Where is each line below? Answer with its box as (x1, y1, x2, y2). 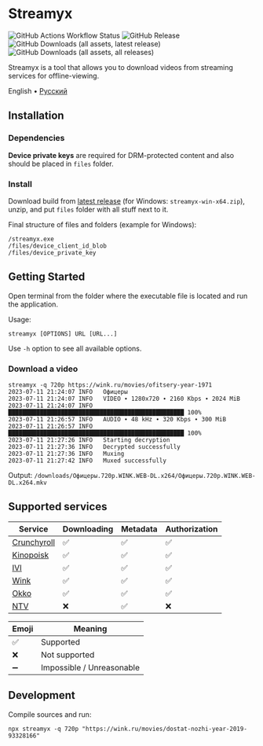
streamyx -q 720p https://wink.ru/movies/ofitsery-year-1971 (8, 381, 213, 389)
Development (8, 689, 76, 702)
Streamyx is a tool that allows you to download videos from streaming (8, 62, 234, 72)
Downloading (62, 524, 114, 535)
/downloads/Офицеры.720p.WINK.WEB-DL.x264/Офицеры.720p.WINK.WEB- (34, 472, 256, 480)
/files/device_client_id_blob (8, 241, 108, 250)
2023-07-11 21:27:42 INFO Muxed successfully (8, 457, 167, 465)
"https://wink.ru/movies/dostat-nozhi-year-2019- (82, 725, 247, 733)
